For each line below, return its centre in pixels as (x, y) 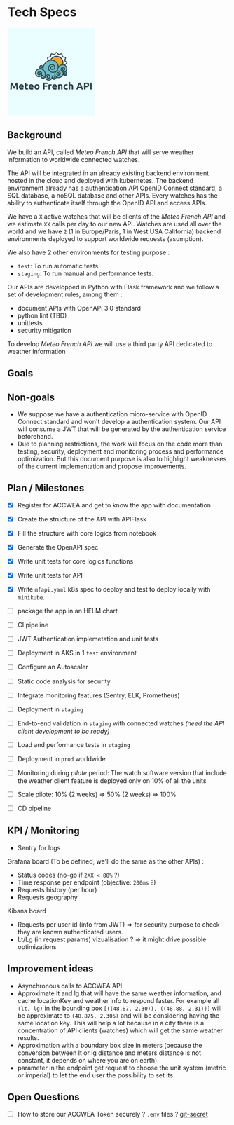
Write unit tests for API (50, 575)
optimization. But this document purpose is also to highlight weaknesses (122, 458)
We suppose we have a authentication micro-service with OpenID (112, 414)
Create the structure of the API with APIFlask (82, 519)
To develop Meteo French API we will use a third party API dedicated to (110, 343)
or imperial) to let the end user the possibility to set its (95, 1075)
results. (28, 1037)
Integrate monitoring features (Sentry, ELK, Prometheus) (98, 695)
